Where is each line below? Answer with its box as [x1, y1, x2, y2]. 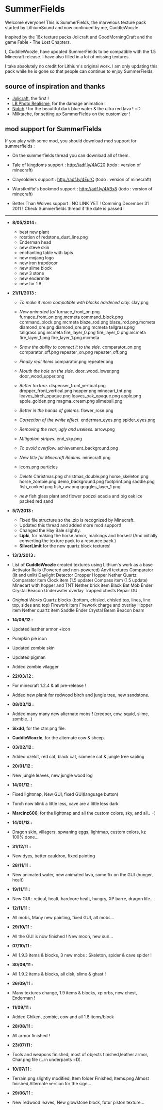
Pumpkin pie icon [12, 635, 47, 641]
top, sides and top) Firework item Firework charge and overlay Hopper [12, 602, 153, 608]
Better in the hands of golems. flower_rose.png [19, 407, 114, 413]
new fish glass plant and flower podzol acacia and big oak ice [19, 493, 143, 499]
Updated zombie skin [12, 645, 55, 650]
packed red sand [19, 498, 53, 504]
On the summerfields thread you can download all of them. [12, 152, 130, 158]
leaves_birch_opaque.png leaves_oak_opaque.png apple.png [19, 393, 142, 399]
